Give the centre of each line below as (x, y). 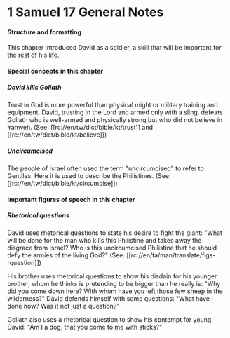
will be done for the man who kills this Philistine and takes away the (104, 241)
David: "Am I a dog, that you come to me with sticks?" (85, 327)
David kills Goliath (34, 87)
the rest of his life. (33, 55)
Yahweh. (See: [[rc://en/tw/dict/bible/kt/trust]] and (80, 127)
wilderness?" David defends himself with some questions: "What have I (110, 299)
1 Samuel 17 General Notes (86, 12)
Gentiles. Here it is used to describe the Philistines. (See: (89, 175)
